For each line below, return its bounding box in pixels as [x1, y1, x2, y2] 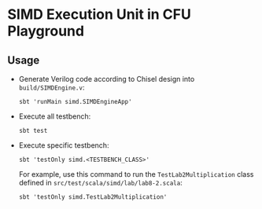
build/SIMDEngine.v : [18, 82, 85, 92]
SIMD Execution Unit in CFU [7, 5, 192, 24]
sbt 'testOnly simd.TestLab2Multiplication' [18, 193, 168, 201]
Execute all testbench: [18, 112, 91, 121]
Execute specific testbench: [18, 141, 109, 150]
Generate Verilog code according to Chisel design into [18, 75, 195, 83]
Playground [7, 22, 84, 40]
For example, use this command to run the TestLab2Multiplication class [18, 170, 254, 178]
